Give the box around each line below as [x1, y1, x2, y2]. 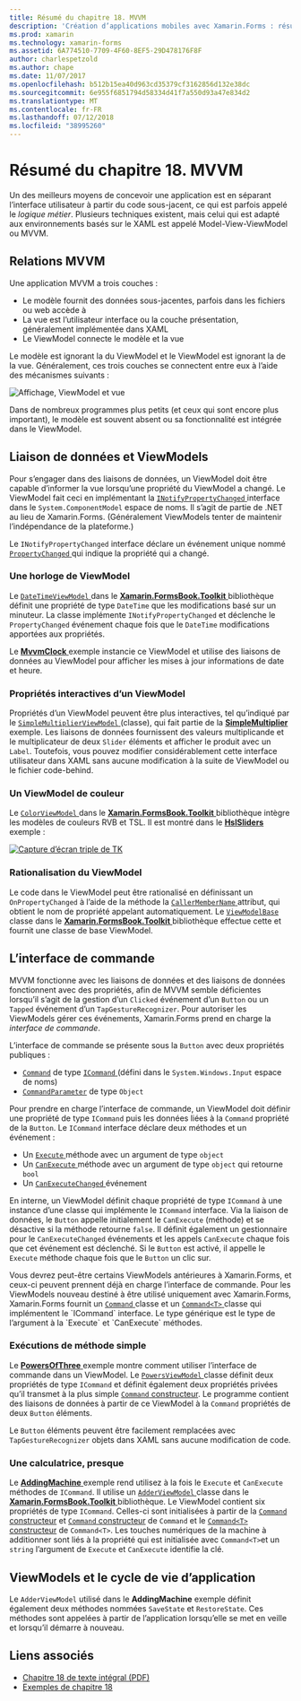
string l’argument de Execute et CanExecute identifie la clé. [9, 1544, 224, 1555]
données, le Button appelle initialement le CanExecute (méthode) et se [9, 1214, 264, 1225]
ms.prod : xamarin [9, 30, 74, 39]
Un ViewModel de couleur [9, 787, 125, 800]
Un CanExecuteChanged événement [21, 1177, 148, 1188]
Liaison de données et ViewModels [9, 449, 209, 464]
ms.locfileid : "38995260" [9, 122, 106, 131]
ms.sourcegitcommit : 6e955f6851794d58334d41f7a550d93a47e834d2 [9, 88, 251, 97]
